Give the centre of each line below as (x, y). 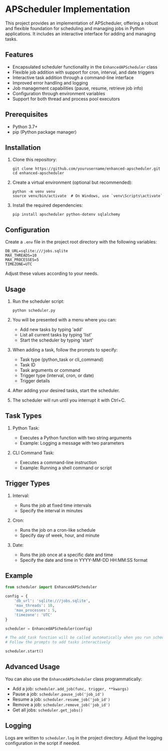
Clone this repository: (34, 160)
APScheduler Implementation (68, 9)
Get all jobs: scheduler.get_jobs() (48, 710)
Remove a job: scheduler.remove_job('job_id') (61, 704)
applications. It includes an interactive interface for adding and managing (80, 34)
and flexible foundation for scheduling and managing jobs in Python (75, 28)
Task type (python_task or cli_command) (62, 359)
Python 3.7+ (25, 127)
